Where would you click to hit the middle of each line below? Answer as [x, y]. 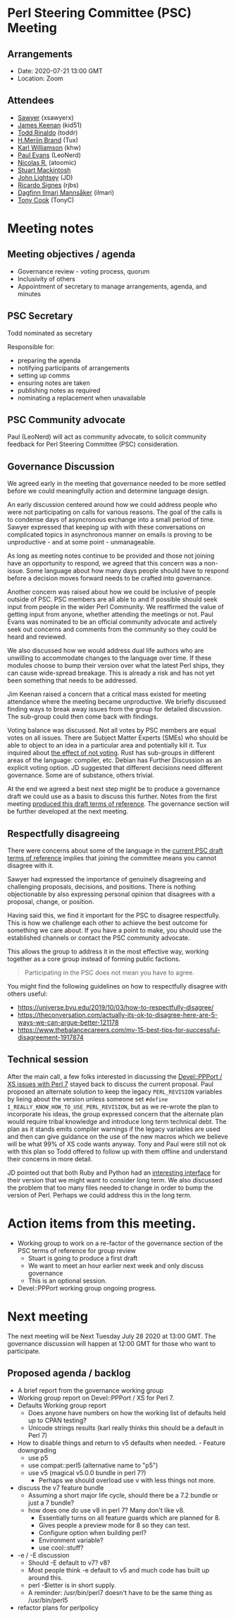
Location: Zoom [40, 78]
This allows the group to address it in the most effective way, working [108, 952]
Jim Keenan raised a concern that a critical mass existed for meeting [107, 694]
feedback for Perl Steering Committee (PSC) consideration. [93, 444]
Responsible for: [31, 346]
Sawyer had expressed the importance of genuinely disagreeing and [107, 879]
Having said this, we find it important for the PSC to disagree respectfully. [114, 915]
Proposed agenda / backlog [69, 1373]
